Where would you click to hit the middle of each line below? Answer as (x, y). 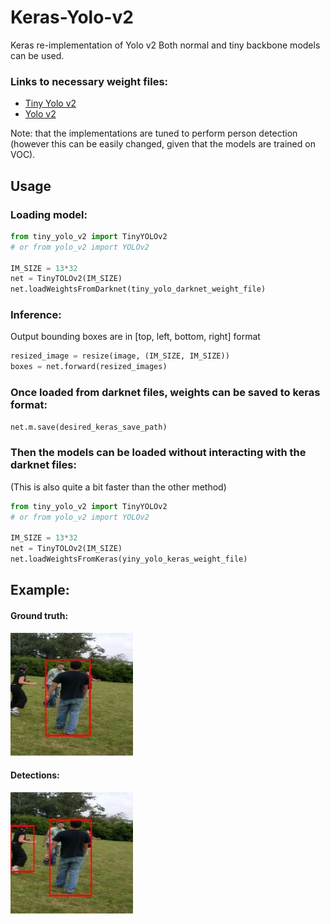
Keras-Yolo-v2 (72, 17)
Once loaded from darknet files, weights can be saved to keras (165, 393)
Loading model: (49, 214)
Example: (40, 590)
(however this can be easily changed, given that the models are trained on (163, 144)
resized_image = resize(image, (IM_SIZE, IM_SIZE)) (120, 356)
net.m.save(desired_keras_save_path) (89, 427)
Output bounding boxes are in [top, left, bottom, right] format (135, 337)
